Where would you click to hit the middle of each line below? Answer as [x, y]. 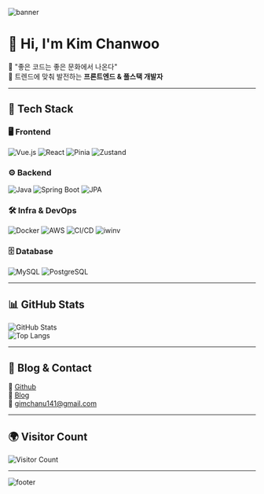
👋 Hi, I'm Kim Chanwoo [84, 44]
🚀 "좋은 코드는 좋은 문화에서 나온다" [63, 66]
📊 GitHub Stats [46, 304]
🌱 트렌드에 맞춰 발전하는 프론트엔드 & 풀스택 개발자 [86, 76]
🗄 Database [31, 252]
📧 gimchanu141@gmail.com [52, 404]
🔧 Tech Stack [41, 109]
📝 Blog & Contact [50, 368]
